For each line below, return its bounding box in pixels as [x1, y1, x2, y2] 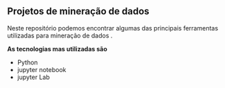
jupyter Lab [17, 73, 51, 81]
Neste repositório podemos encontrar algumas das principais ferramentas [7, 24, 219, 32]
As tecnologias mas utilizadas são [7, 44, 107, 53]
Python [17, 58, 38, 67]
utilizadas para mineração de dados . [7, 31, 113, 39]
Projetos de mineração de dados [7, 6, 150, 17]
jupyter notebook [17, 65, 66, 73]
